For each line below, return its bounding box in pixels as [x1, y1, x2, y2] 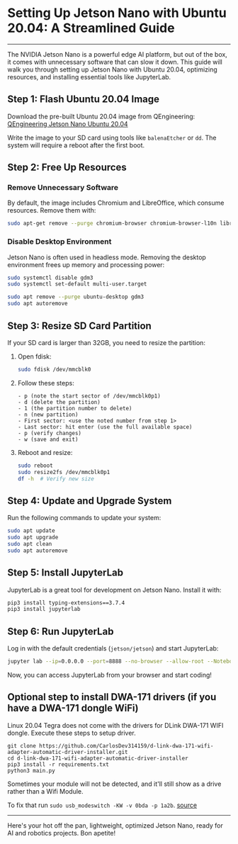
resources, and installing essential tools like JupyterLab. [7, 72, 171, 81]
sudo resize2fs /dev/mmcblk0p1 [17, 468, 110, 476]
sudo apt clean [7, 540, 52, 547]
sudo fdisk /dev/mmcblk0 [17, 366, 91, 373]
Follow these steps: [17, 378, 74, 387]
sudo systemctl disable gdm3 [7, 274, 93, 281]
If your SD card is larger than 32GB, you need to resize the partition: [7, 338, 205, 347]
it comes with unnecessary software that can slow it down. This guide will [7, 57, 223, 66]
